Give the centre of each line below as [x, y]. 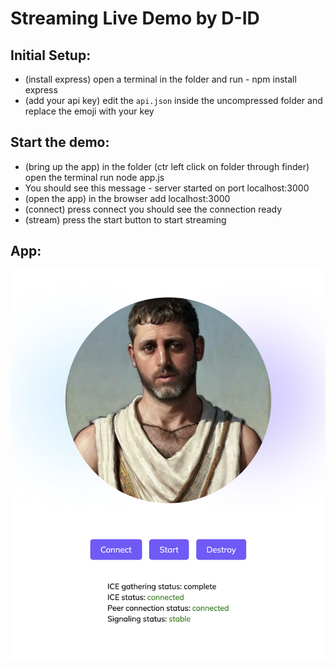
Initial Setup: [51, 55]
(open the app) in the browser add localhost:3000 [127, 198]
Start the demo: [60, 142]
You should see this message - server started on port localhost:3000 [167, 188]
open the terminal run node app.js [94, 177]
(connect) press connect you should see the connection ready [153, 209]
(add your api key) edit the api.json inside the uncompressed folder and [173, 100]
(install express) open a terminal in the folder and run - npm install [160, 79]
